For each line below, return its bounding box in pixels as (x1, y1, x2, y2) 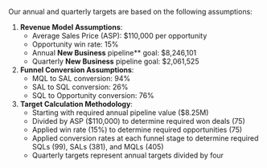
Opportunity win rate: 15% (31, 39, 119, 49)
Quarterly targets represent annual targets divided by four (31, 150, 224, 160)
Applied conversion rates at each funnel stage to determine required (31, 133, 259, 143)
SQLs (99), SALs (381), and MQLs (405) (31, 142, 164, 151)
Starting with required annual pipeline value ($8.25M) (31, 108, 209, 117)
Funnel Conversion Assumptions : (19, 65, 134, 75)
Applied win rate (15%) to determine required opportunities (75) (31, 125, 243, 134)
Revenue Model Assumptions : (19, 23, 123, 31)
